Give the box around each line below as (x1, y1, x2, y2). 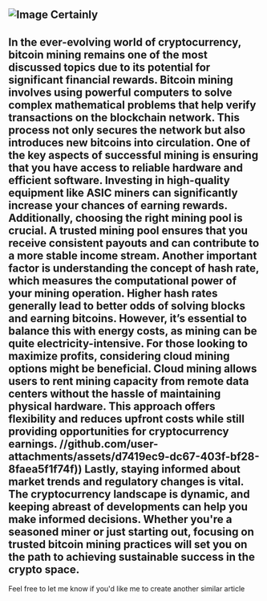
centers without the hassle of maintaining (8, 386, 221, 400)
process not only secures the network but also (8, 123, 246, 137)
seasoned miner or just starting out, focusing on (8, 525, 254, 538)
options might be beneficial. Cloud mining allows (8, 362, 257, 375)
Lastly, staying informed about (83, 462, 241, 476)
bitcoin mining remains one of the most (8, 47, 208, 61)
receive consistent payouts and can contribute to (8, 236, 260, 250)
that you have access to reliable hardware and (8, 161, 243, 174)
